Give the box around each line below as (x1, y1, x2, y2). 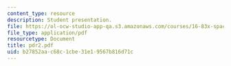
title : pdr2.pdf (7, 42, 54, 49)
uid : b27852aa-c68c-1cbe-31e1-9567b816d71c (7, 49, 134, 56)
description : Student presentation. (7, 16, 112, 23)
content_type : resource (7, 10, 76, 17)
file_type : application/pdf (7, 29, 88, 36)
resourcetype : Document (7, 36, 76, 43)
